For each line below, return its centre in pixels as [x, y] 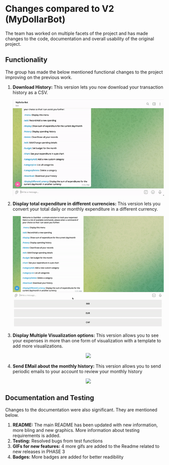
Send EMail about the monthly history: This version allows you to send [87, 366]
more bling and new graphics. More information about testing [76, 430]
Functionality [26, 60]
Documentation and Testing [50, 398]
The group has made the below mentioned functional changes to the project [84, 72]
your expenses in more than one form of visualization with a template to [87, 341]
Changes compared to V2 [60, 9]
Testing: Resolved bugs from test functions [58, 441]
